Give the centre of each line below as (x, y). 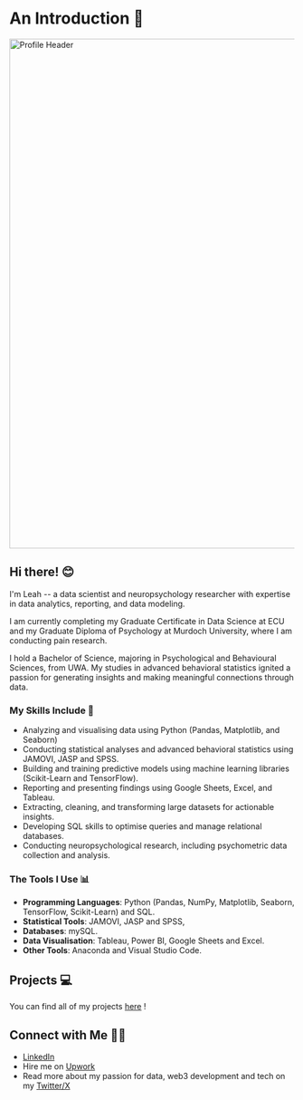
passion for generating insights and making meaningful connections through (151, 677)
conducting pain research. (58, 640)
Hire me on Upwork (59, 1066)
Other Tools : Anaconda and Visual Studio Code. (112, 950)
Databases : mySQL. (60, 931)
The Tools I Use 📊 (50, 879)
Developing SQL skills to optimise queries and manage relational (142, 826)
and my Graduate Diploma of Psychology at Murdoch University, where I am (151, 631)
